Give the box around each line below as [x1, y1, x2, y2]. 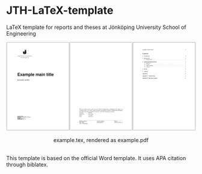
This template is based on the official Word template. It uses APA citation [6, 154, 186, 161]
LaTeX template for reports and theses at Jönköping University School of [6, 23, 186, 31]
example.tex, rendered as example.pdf [53, 136, 149, 143]
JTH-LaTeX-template [6, 4, 114, 17]
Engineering [6, 30, 36, 37]
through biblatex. [6, 161, 49, 168]
